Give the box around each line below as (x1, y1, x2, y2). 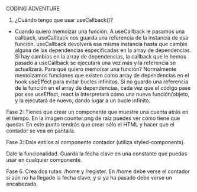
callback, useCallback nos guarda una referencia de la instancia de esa (14, 34, 188, 41)
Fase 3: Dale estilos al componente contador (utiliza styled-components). (6, 139, 185, 145)
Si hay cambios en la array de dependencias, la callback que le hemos (14, 53, 186, 60)
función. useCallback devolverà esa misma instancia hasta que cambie (14, 41, 188, 47)
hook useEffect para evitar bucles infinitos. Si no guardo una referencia (14, 78, 188, 85)
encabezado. (6, 180, 38, 187)
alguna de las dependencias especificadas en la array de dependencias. (14, 47, 192, 54)
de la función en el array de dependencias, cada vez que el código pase (14, 84, 191, 91)
